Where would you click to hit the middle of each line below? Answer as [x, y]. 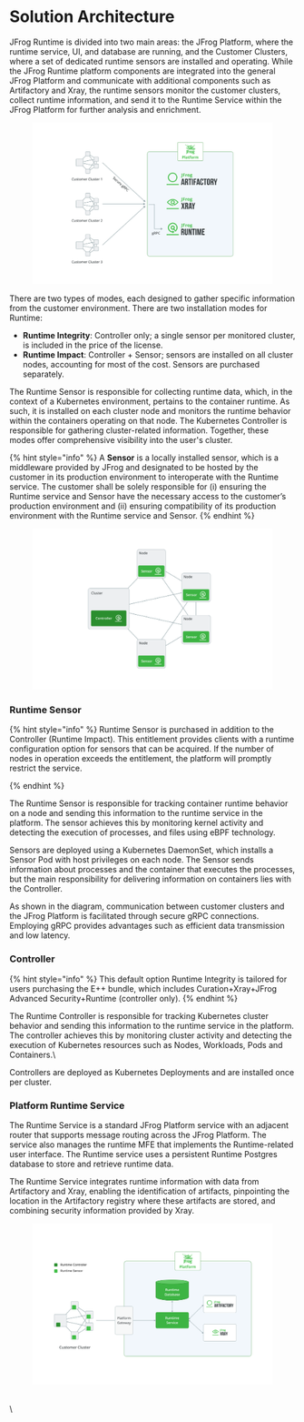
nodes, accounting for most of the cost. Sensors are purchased [141, 364]
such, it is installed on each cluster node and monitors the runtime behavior [150, 410]
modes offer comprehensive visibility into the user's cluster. [121, 439]
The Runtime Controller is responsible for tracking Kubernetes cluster [139, 1015]
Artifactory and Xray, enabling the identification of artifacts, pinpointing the [150, 1191]
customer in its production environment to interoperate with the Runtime [144, 477]
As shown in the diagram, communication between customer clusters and [147, 906]
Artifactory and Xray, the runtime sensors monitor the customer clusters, [145, 90]
